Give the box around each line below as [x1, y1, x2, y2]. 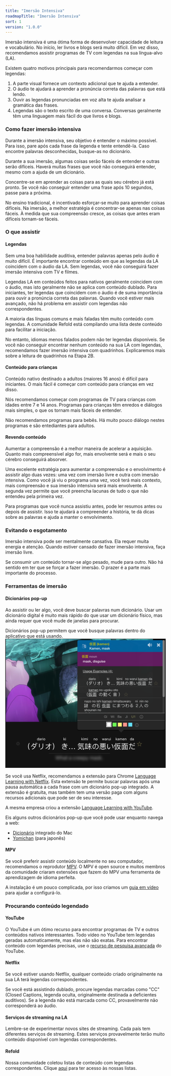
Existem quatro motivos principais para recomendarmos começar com [5, 65, 153, 71]
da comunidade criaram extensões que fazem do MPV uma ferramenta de [5, 869, 161, 875]
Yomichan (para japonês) [12, 835, 66, 841]
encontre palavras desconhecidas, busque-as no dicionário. [5, 148, 131, 154]
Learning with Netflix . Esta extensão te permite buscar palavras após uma [5, 778, 160, 784]
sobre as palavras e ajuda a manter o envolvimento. [5, 514, 113, 520]
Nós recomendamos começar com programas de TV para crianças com [5, 396, 156, 403]
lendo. [12, 91, 26, 97]
